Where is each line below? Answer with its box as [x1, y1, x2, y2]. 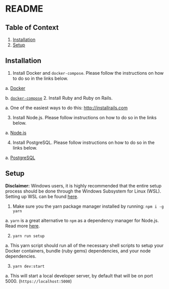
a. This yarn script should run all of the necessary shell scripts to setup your [5, 242, 164, 248]
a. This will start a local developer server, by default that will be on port [5, 272, 153, 278]
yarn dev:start [12, 264, 45, 269]
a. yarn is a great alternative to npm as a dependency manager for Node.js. [5, 217, 159, 223]
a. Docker [5, 85, 26, 91]
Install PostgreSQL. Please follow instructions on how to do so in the [12, 139, 155, 146]
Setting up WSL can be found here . [5, 193, 78, 200]
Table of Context [5, 23, 59, 32]
